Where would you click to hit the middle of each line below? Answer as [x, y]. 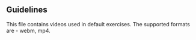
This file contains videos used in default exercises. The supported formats [98, 24]
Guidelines [27, 10]
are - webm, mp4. [28, 30]
